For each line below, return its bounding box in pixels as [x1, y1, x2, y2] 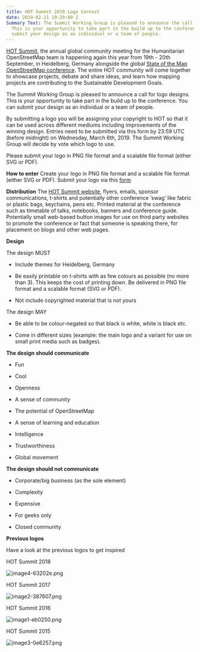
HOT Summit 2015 [6, 627, 51, 635]
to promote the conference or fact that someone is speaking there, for [6, 220, 178, 227]
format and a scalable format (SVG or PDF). [14, 285, 122, 293]
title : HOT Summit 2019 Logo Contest [6, 8, 100, 15]
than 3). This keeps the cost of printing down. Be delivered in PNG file [14, 279, 186, 286]
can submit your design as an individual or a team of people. [6, 103, 155, 111]
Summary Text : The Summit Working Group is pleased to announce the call [6, 20, 193, 26]
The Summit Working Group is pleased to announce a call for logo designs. [6, 91, 190, 98]
